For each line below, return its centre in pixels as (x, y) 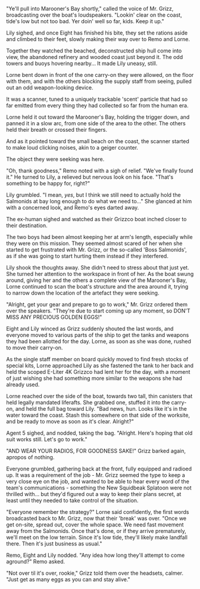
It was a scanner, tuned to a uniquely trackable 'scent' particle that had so (97, 99)
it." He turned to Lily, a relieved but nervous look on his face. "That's (90, 177)
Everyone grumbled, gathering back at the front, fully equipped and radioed (99, 469)
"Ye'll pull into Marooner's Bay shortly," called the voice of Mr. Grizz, (90, 9)
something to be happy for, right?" (48, 183)
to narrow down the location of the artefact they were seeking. (83, 293)
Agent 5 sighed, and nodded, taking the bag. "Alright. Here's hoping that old (99, 433)
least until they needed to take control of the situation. (72, 500)
